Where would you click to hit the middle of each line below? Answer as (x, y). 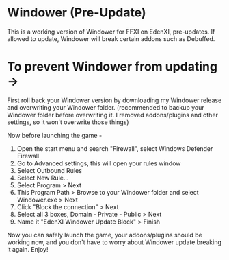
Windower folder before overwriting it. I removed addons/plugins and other (113, 115)
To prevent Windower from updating (112, 67)
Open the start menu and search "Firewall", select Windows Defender (115, 148)
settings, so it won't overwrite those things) (68, 122)
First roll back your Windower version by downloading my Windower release (114, 100)
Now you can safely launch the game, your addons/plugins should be (105, 235)
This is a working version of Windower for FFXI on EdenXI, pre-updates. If (111, 32)
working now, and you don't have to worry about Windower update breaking (114, 242)
